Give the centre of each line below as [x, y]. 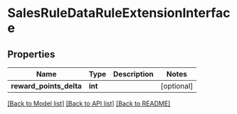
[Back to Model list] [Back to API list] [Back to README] [89, 103]
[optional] [177, 86]
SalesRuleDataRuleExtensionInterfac [119, 13]
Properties [31, 54]
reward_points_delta [46, 86]
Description [133, 74]
